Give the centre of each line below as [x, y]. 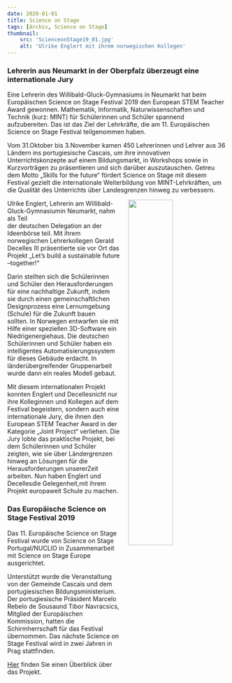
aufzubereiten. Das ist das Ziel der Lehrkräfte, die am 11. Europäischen [109, 125]
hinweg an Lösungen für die [48, 461]
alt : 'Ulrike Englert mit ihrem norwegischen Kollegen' [103, 46]
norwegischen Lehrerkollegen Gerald [60, 241]
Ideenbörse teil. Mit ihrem [44, 233]
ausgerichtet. [26, 563]
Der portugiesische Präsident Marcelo [62, 598]
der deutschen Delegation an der [55, 226]
